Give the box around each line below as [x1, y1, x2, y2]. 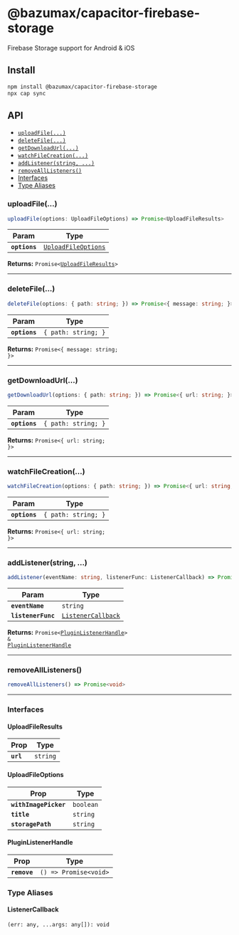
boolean [72, 801, 99, 808]
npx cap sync [7, 90, 46, 97]
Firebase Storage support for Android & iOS [7, 43, 135, 52]
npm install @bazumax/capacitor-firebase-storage [7, 83, 158, 90]
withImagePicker [11, 801, 66, 808]
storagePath [11, 820, 52, 828]
